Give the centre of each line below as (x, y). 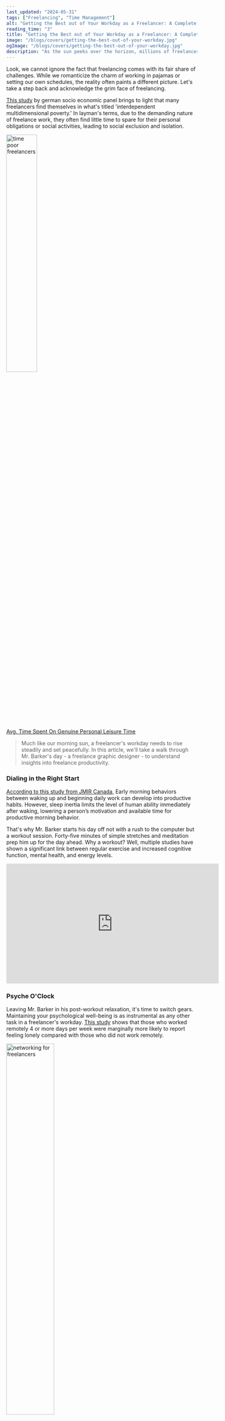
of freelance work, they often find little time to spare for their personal (93, 119)
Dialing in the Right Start (43, 778)
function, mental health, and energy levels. (60, 855)
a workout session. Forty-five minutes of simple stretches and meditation (98, 836)
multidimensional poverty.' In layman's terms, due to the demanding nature (99, 113)
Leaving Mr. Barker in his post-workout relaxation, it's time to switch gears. (100, 1009)
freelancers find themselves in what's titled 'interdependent (81, 107)
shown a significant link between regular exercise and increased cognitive (99, 849)
